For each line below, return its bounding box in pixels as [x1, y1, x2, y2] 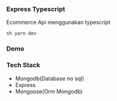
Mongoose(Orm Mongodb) [15, 88, 83, 95]
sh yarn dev [6, 30, 37, 37]
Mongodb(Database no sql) [15, 75, 84, 82]
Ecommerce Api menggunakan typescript [6, 19, 111, 26]
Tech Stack [6, 61, 41, 69]
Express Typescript [6, 5, 66, 13]
